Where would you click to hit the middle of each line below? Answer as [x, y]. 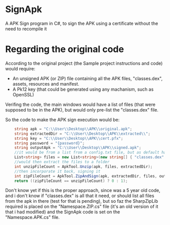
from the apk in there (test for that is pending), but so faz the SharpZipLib [82, 201]
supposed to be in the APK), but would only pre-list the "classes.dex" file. [82, 109]
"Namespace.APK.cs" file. [32, 217]
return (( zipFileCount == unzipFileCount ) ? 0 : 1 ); [71, 181]
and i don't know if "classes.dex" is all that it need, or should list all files [80, 196]
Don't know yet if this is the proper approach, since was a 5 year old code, [83, 191]
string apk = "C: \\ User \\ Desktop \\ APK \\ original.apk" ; [73, 129]
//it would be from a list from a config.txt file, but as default [87, 153]
